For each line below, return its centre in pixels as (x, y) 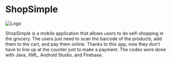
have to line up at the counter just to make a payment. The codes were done (86, 49)
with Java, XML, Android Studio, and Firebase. (54, 55)
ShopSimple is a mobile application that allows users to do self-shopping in (84, 33)
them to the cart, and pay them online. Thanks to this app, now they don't (83, 44)
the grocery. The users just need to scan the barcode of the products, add (84, 39)
